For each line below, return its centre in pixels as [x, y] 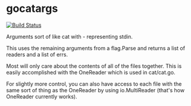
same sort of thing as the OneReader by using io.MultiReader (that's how [95, 90]
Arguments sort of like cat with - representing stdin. [69, 36]
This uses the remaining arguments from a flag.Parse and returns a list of [96, 48]
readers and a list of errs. [37, 54]
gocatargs [32, 9]
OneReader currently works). [42, 96]
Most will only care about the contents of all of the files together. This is [94, 66]
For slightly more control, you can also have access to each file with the [94, 84]
